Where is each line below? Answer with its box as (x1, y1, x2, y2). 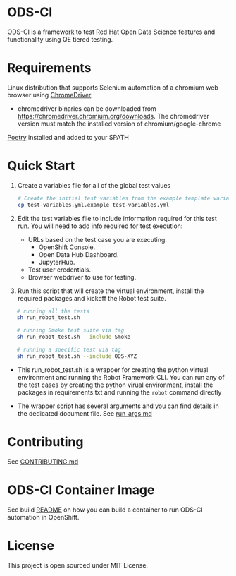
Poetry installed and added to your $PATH (7, 133, 129, 141)
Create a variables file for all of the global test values (17, 181, 171, 189)
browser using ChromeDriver (7, 90, 92, 99)
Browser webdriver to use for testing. (27, 272, 137, 281)
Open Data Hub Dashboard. (38, 250, 119, 258)
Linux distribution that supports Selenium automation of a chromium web (7, 83, 218, 92)
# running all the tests (16, 308, 90, 315)
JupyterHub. (38, 258, 75, 266)
